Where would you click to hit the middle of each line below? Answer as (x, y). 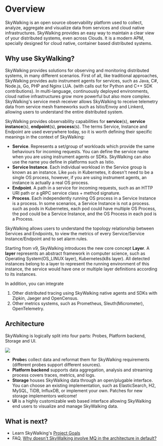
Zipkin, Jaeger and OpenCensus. (45, 298)
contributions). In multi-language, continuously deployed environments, (77, 91)
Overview (25, 9)
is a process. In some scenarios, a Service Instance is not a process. (81, 203)
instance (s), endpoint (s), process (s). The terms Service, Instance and (76, 126)
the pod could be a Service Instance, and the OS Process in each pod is (84, 214)
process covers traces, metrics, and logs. (54, 375)
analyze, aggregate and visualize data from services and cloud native (75, 27)
